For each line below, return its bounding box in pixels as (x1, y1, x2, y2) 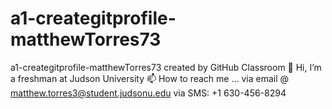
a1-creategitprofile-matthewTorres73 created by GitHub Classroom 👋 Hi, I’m (10, 61, 322, 73)
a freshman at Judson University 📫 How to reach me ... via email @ (10, 72, 290, 84)
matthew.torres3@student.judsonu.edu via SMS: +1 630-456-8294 (10, 87, 287, 99)
